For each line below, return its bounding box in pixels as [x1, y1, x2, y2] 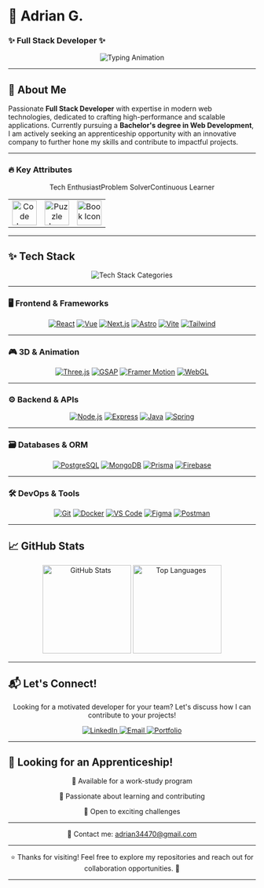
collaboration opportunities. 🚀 [83, 864, 181, 873]
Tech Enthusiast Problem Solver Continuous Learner [49, 182, 215, 192]
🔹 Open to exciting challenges [83, 807, 181, 816]
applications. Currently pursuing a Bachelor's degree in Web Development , [8, 121, 254, 130]
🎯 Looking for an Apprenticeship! [8, 755, 174, 769]
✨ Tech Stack [8, 249, 75, 262]
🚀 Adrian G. [8, 7, 84, 25]
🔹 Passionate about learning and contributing [58, 791, 206, 801]
